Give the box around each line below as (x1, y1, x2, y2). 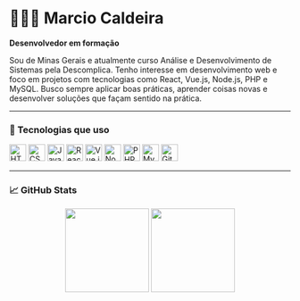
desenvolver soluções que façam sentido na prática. (9, 93, 203, 104)
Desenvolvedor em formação (9, 38, 120, 48)
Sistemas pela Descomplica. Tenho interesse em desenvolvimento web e (9, 64, 278, 75)
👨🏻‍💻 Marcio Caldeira (9, 8, 164, 29)
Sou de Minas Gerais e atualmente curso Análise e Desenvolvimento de (9, 54, 272, 65)
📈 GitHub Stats (9, 184, 78, 196)
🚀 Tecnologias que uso (9, 123, 110, 136)
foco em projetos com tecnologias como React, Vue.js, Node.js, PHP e (9, 73, 268, 84)
